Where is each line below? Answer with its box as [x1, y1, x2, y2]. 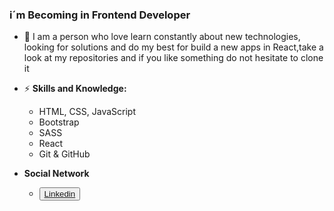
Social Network [23, 168, 90, 180]
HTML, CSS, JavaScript [38, 106, 136, 118]
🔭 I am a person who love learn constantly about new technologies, [23, 31, 301, 43]
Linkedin [43, 189, 76, 200]
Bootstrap [38, 116, 80, 128]
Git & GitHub [38, 148, 91, 160]
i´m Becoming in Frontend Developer [9, 8, 191, 22]
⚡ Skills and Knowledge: [23, 83, 127, 95]
